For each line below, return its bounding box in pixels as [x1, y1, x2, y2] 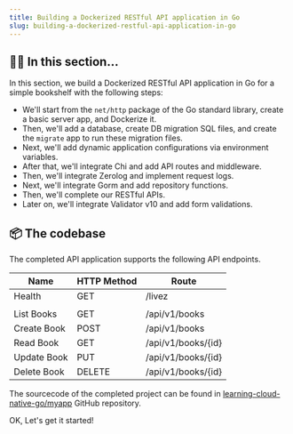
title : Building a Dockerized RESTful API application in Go [9, 12, 241, 22]
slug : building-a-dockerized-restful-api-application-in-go [9, 21, 237, 30]
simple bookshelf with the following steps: [9, 87, 163, 98]
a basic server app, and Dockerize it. [21, 114, 157, 125]
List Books [13, 308, 58, 320]
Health [13, 290, 42, 302]
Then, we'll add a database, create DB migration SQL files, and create [21, 124, 277, 134]
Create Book [13, 322, 67, 334]
